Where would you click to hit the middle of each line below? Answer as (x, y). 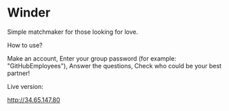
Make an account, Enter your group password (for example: (92, 58)
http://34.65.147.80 (34, 100)
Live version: (25, 86)
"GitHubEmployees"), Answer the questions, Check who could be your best (114, 65)
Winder (29, 13)
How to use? (25, 45)
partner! (19, 73)
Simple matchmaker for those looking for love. (73, 32)
